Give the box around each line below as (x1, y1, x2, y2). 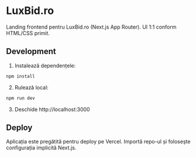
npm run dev (6, 95, 35, 101)
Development (6, 47, 57, 57)
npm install (6, 73, 35, 79)
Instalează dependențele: (14, 62, 76, 69)
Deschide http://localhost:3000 (14, 106, 90, 113)
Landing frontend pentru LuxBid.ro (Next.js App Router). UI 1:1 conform (6, 23, 177, 30)
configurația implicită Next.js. (6, 144, 77, 151)
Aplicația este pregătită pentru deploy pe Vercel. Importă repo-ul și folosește (6, 138, 191, 145)
